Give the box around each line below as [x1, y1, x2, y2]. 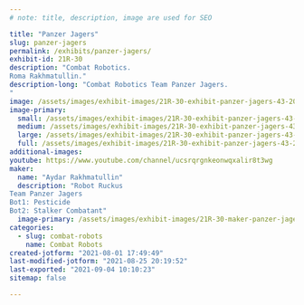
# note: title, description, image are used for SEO [9, 13, 213, 23]
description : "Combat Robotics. [9, 63, 131, 72]
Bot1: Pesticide [9, 198, 71, 207]
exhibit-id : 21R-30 [9, 55, 83, 64]
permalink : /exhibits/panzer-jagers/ [9, 46, 152, 55]
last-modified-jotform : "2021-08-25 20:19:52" [9, 257, 188, 266]
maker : [9, 164, 34, 173]
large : [17, 130, 43, 140]
